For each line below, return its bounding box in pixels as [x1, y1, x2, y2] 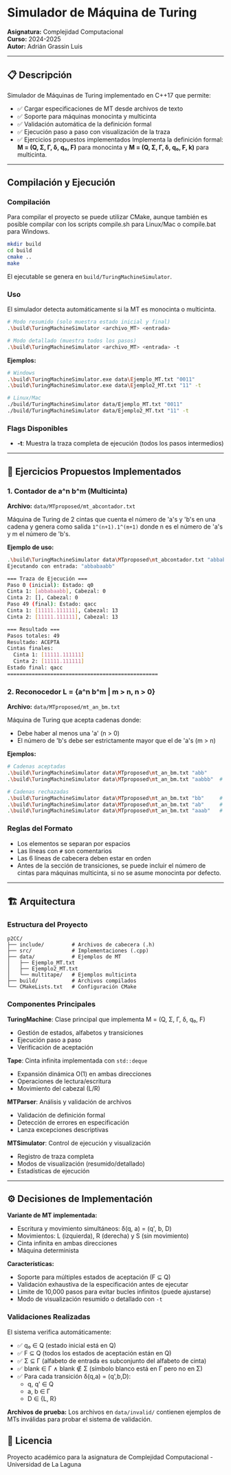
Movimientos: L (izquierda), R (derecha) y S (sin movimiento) [16, 1232, 189, 1240]
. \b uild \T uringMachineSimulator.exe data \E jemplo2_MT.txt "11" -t [7, 382, 201, 389]
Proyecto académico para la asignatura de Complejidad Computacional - [7, 1453, 213, 1461]
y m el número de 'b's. [7, 529, 71, 537]
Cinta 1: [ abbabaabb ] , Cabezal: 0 [7, 588, 107, 595]
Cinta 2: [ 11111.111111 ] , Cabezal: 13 [7, 613, 118, 620]
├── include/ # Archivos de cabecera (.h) [7, 942, 155, 949]
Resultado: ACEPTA [7, 639, 60, 645]
